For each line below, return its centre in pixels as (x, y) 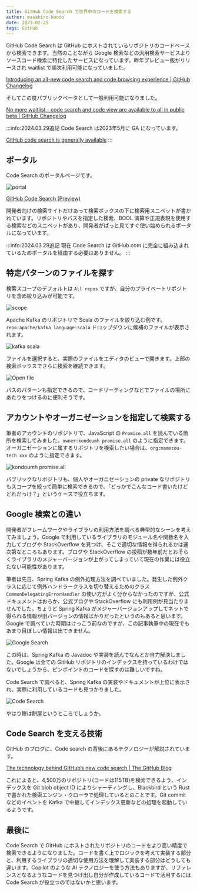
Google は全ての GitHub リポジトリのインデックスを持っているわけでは (102, 662)
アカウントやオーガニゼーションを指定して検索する (98, 417)
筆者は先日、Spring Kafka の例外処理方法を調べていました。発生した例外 (95, 579)
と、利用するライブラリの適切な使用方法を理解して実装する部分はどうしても (98, 860)
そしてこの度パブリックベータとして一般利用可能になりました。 (83, 98)
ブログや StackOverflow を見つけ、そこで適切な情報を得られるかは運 (105, 544)
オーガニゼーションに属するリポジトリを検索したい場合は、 (78, 448)
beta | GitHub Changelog (36, 116)
